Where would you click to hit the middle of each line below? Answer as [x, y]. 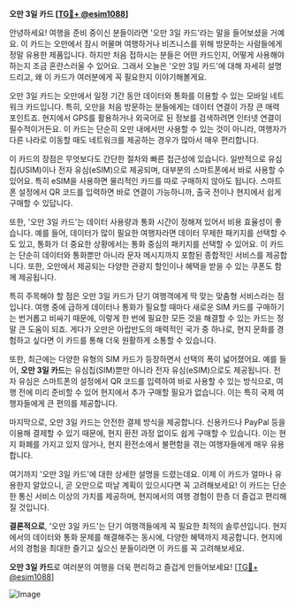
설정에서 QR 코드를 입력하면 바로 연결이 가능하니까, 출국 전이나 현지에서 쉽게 [150, 192]
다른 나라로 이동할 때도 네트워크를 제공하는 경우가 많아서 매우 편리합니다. [134, 140]
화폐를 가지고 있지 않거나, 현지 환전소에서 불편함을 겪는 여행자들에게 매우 [143, 444]
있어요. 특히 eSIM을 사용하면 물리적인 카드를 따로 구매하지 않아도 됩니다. [134, 181]
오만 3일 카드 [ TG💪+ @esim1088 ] [69, 14]
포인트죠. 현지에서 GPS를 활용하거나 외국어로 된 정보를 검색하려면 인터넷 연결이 [145, 118]
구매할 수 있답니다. [41, 203]
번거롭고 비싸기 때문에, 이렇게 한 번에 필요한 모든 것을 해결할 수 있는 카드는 [147, 318]
